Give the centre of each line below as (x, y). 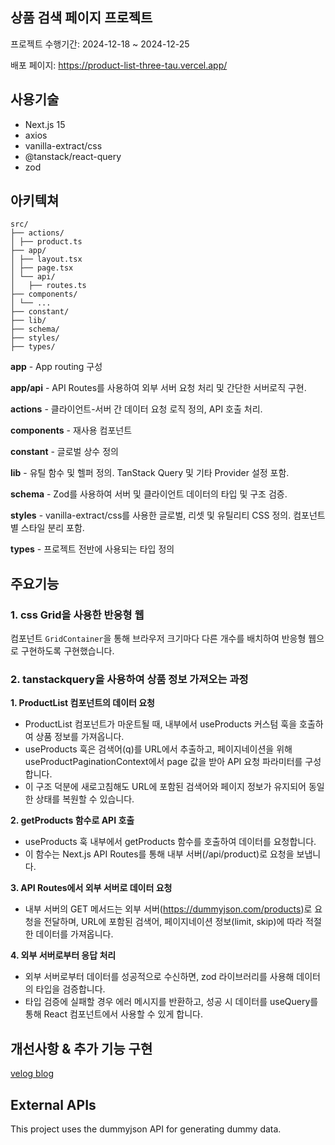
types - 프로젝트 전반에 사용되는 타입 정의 (92, 549)
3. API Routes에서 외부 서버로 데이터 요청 (91, 888)
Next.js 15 (45, 124)
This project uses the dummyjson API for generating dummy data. (146, 1129)
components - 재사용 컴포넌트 (71, 430)
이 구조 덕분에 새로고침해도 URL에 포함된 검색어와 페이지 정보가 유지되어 (165, 787)
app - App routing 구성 (56, 367)
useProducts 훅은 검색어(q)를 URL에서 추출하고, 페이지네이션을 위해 (158, 749)
